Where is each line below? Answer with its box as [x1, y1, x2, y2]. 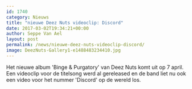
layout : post [6, 36, 39, 42]
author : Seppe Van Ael [6, 31, 62, 37]
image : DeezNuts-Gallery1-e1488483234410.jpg [6, 47, 121, 53]
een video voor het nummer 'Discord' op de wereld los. [6, 76, 141, 83]
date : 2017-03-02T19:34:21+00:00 [6, 25, 89, 31]
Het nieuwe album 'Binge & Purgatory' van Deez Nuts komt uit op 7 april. [6, 63, 184, 71]
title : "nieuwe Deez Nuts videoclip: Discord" [6, 20, 124, 26]
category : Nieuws [6, 14, 49, 20]
